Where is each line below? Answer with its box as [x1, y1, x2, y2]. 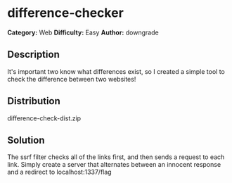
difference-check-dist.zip [7, 114, 82, 122]
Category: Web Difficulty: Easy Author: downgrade [7, 28, 160, 37]
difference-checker [7, 5, 124, 21]
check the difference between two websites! [7, 75, 136, 83]
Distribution [7, 95, 61, 107]
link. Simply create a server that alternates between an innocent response [7, 160, 221, 169]
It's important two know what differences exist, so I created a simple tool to [7, 67, 225, 75]
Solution [7, 134, 45, 146]
